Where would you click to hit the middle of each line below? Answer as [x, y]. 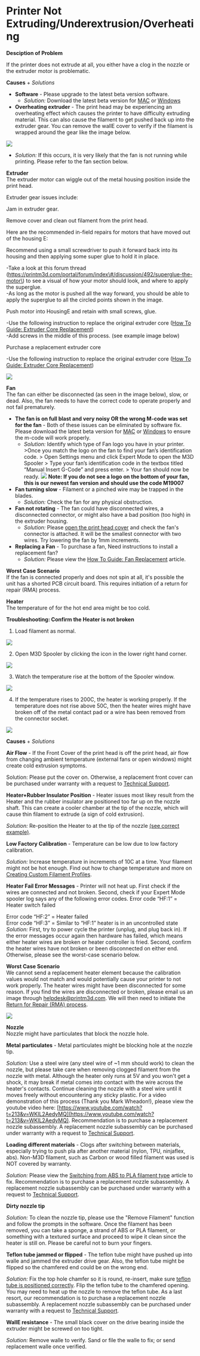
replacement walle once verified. [47, 1346]
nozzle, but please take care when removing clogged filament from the [93, 1069]
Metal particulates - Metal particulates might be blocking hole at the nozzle [99, 1045]
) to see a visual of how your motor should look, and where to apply [105, 281]
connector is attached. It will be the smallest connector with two [102, 534]
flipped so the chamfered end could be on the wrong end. [77, 1267]
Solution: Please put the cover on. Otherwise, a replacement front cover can [100, 777]
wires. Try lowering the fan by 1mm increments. [82, 540]
